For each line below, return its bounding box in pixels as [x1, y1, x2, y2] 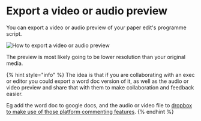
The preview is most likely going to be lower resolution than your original [6, 53, 186, 60]
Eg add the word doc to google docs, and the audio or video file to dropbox [6, 101, 193, 108]
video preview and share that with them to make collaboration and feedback [6, 83, 194, 91]
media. [6, 60, 23, 67]
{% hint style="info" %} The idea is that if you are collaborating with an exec [6, 71, 195, 78]
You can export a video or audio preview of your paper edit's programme [6, 24, 187, 31]
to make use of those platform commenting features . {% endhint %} [6, 108, 174, 115]
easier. [6, 90, 23, 97]
